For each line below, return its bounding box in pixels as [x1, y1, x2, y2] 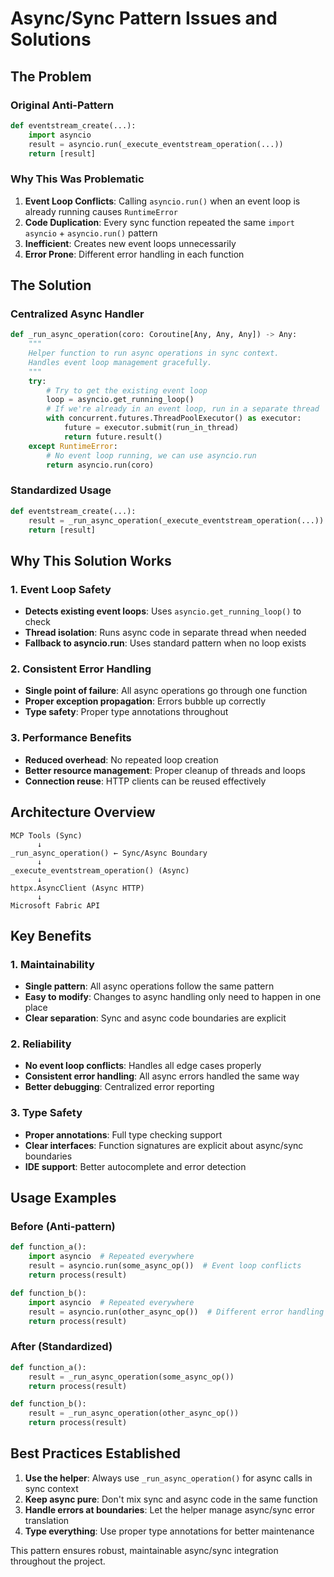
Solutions [10, 28, 92, 51]
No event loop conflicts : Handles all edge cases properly [24, 1060, 262, 1072]
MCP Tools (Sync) [10, 830, 83, 841]
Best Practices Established [10, 1445, 181, 1462]
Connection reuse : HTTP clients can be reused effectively [24, 775, 267, 787]
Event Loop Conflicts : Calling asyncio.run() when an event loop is [24, 195, 301, 207]
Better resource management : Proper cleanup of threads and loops [24, 764, 306, 776]
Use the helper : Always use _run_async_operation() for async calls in [24, 1472, 313, 1484]
